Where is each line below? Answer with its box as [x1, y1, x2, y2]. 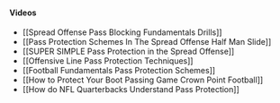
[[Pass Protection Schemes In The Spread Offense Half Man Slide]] [22, 37, 272, 47]
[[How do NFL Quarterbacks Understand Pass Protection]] [22, 84, 240, 95]
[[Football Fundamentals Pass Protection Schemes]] [22, 65, 216, 76]
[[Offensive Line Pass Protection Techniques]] [22, 56, 194, 66]
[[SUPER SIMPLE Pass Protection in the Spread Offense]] [22, 46, 235, 57]
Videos [9, 7, 37, 18]
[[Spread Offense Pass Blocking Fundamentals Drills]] [22, 27, 222, 38]
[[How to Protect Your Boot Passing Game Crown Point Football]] [22, 74, 264, 85]
